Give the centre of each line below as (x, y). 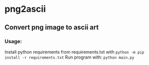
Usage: (13, 41)
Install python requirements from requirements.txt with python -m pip (74, 52)
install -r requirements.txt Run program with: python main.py (69, 57)
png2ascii (25, 9)
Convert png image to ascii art (52, 27)
